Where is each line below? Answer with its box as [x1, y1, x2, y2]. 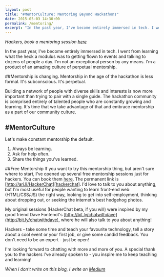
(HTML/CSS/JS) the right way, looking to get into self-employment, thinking [5, 192, 157, 198]
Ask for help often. [12, 151, 50, 157]
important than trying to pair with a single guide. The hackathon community [5, 94, 157, 100]
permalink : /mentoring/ [5, 21, 54, 26]
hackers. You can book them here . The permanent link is [5, 176, 119, 182]
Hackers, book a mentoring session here [5, 39, 87, 45]
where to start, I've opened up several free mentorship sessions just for [5, 171, 149, 176]
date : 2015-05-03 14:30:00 [5, 16, 60, 21]
